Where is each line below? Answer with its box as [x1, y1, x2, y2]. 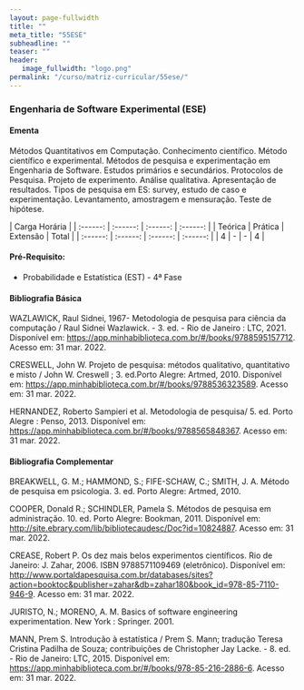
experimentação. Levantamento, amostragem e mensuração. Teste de [9, 193, 272, 205]
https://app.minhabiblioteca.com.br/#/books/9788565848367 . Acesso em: [9, 425, 288, 437]
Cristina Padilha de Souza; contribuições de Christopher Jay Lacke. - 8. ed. [9, 644, 291, 654]
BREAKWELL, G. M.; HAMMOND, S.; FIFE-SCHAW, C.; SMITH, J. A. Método [9, 476, 290, 487]
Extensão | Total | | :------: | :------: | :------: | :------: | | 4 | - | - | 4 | [9, 230, 265, 241]
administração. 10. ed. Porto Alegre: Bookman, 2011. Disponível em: [9, 513, 261, 524]
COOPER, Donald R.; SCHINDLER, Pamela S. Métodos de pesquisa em [9, 503, 272, 514]
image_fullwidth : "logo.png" [21, 65, 132, 74]
